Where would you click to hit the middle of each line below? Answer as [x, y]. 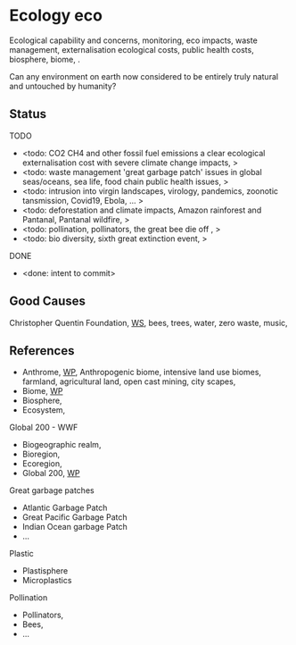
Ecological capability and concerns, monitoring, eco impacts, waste [134, 40]
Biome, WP [42, 391]
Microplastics [47, 581]
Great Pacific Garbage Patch [74, 517]
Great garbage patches [52, 490]
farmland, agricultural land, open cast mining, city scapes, [129, 381]
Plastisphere [45, 571]
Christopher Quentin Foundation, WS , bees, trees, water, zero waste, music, [148, 322]
